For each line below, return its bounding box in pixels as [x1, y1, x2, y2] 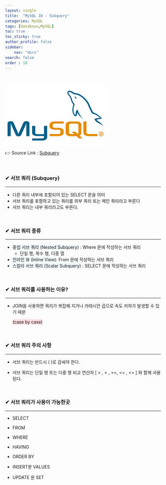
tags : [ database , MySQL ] [5, 24, 54, 29]
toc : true [5, 29, 26, 34]
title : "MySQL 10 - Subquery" [5, 13, 70, 18]
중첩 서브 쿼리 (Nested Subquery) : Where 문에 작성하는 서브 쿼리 [12, 244, 141, 250]
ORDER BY [12, 453, 35, 459]
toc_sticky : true [5, 34, 41, 39]
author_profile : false [5, 40, 52, 45]
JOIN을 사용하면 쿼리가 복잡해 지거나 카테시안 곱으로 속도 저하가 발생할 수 [12, 303, 155, 309]
